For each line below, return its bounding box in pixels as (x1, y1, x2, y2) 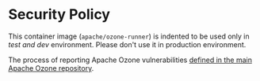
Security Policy (8, 6, 111, 24)
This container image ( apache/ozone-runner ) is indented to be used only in (8, 31, 250, 41)
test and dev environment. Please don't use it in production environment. (8, 39, 247, 49)
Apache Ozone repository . (8, 63, 94, 72)
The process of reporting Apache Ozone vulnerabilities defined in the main (8, 55, 252, 64)
